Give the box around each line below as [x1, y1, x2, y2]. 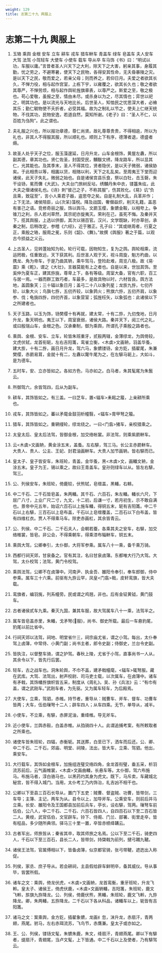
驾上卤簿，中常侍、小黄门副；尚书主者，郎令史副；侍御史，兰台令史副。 [12, 641, 157, 647]
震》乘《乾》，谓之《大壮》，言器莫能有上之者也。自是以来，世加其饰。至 [12, 264, 157, 270]
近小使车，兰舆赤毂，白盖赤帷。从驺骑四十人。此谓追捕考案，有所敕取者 [12, 722, 157, 729]
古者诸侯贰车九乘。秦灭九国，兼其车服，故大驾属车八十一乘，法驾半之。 [12, 608, 157, 613]
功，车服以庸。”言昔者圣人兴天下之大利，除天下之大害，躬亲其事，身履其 [12, 63, 157, 69]
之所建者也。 [12, 301, 38, 306]
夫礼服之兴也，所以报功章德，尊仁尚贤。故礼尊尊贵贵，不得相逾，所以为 [12, 128, 157, 134]
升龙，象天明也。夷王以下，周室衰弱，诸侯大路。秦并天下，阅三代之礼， [12, 317, 157, 323]
